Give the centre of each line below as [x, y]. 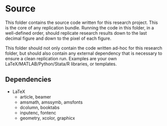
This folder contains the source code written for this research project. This [82, 22]
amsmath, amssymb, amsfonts [51, 102]
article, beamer [35, 97]
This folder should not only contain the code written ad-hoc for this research [84, 48]
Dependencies [28, 79]
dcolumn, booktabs [40, 107]
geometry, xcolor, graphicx [47, 118]
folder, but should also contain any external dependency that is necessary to [84, 53]
